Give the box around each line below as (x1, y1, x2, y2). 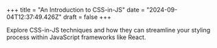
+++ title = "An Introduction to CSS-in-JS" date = (6, 6, 146, 14)
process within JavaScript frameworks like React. (6, 33, 146, 41)
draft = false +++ (63, 13, 111, 21)
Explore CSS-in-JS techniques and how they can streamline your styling (6, 26, 211, 34)
